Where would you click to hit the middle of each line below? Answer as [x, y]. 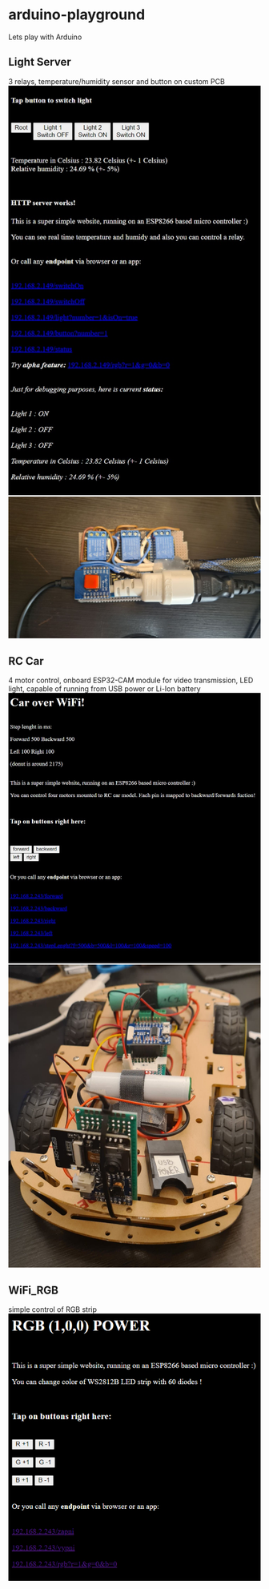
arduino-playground [77, 15]
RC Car [26, 661]
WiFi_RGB [33, 1290]
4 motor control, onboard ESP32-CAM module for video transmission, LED [131, 680]
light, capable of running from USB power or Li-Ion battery [105, 688]
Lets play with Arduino [45, 37]
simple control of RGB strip [53, 1309]
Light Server [40, 62]
